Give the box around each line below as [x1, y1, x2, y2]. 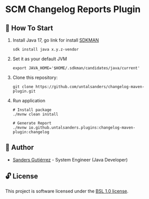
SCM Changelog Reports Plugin [5, 4, 141, 15]
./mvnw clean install [12, 112, 58, 117]
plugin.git [12, 89, 36, 94]
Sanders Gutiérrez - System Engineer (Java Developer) [12, 156, 128, 163]
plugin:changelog [12, 130, 50, 135]
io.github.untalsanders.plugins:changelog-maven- [28, 125, 136, 130]
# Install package [12, 107, 52, 112]
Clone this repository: [12, 74, 58, 81]
